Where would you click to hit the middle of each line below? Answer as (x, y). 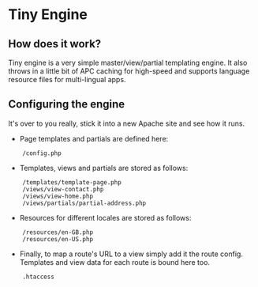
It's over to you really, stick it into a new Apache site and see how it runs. (127, 123)
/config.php (42, 153)
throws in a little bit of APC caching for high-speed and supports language (129, 71)
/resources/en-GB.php (58, 232)
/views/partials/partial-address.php (84, 203)
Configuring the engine (67, 104)
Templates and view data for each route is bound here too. (115, 262)
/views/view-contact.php (63, 189)
